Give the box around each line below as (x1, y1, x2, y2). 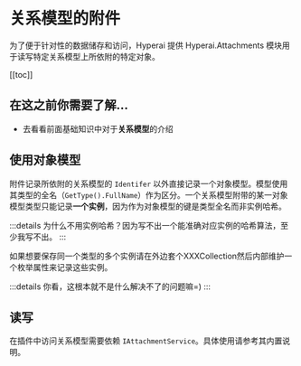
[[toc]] (9, 69, 33, 80)
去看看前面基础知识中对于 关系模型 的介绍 (22, 123, 174, 134)
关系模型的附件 (9, 8, 121, 29)
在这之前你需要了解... (9, 98, 129, 113)
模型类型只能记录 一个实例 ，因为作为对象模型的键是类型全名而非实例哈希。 (9, 201, 287, 211)
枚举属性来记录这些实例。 (16, 261, 113, 272)
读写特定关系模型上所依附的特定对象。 (16, 51, 160, 61)
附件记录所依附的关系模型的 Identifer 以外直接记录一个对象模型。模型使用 (9, 178, 288, 189)
